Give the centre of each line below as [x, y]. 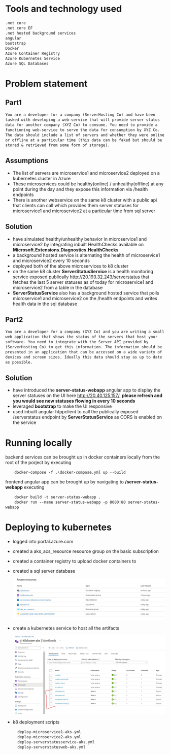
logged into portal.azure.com [43, 542]
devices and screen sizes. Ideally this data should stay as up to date [84, 357]
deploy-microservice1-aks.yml [49, 732]
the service [24, 422]
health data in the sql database [45, 304]
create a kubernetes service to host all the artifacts [66, 628]
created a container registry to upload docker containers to [74, 561]
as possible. [19, 363]
